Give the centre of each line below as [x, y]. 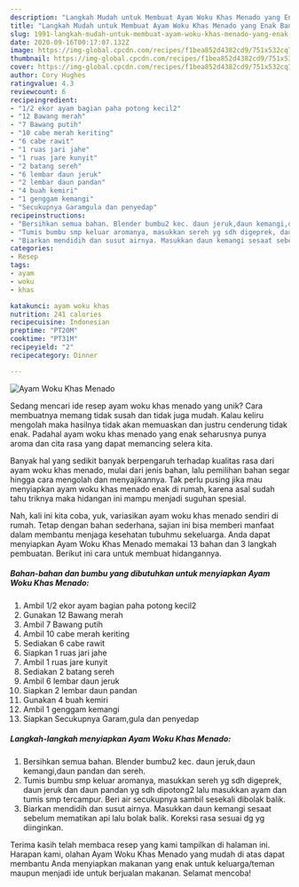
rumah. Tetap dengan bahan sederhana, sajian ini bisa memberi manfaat [142, 525]
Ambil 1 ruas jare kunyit [65, 661]
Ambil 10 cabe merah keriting [76, 634]
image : [22, 51]
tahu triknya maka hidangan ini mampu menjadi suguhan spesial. [128, 498]
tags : [20, 265]
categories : [32, 249]
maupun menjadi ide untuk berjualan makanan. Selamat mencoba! [131, 873]
